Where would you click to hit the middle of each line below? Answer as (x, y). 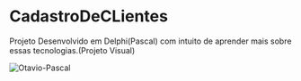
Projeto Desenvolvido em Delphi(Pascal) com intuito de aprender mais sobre (150, 41)
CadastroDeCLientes (89, 16)
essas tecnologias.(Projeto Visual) (72, 50)
